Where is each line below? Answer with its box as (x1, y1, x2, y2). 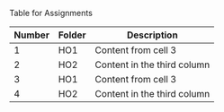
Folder (58, 29, 87, 41)
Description (126, 29, 178, 41)
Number (13, 29, 49, 41)
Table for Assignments (9, 8, 93, 18)
